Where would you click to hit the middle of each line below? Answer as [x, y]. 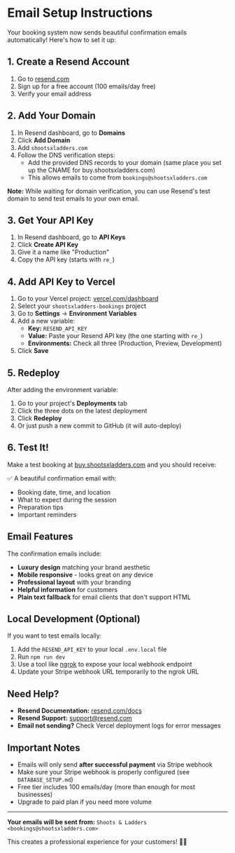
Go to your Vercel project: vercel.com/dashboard [88, 299]
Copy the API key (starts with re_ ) [66, 260]
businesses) [35, 795]
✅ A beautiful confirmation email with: [62, 478]
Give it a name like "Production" [63, 252]
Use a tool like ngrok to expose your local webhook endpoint [105, 664]
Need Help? [33, 693]
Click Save [33, 351]
